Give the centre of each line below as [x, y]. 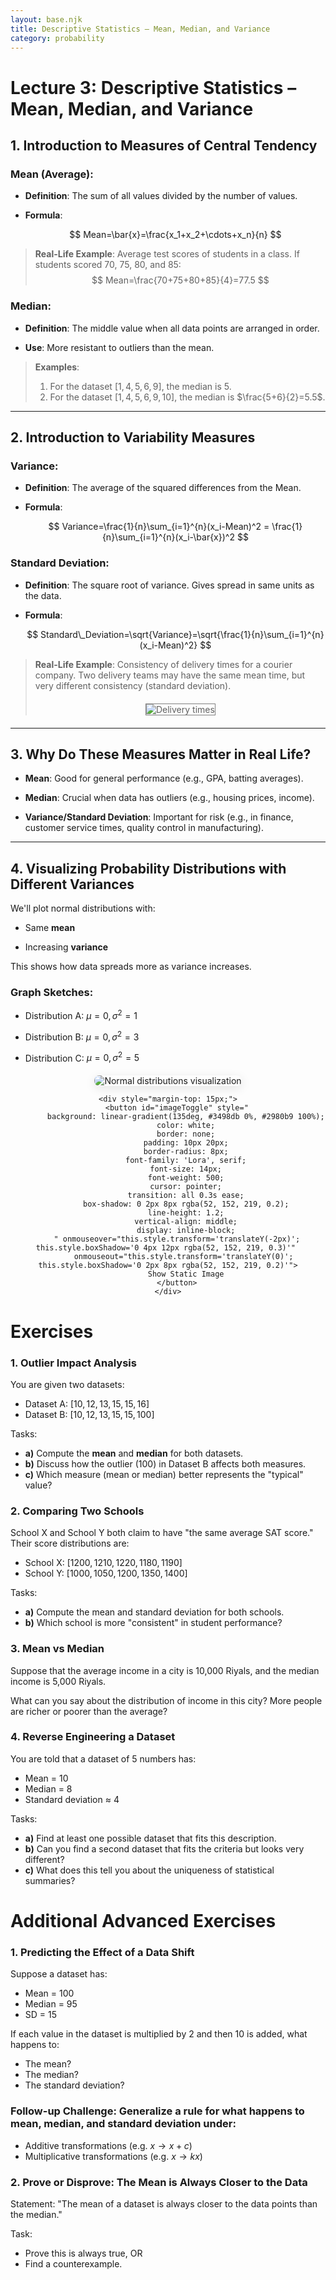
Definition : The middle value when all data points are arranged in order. [172, 328]
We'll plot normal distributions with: [83, 908]
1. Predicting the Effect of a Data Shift [102, 1952]
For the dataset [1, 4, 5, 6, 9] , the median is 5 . [140, 386]
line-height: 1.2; [186, 1213]
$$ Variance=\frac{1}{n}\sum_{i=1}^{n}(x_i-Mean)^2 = [159, 527]
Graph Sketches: [52, 993]
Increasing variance [66, 947]
